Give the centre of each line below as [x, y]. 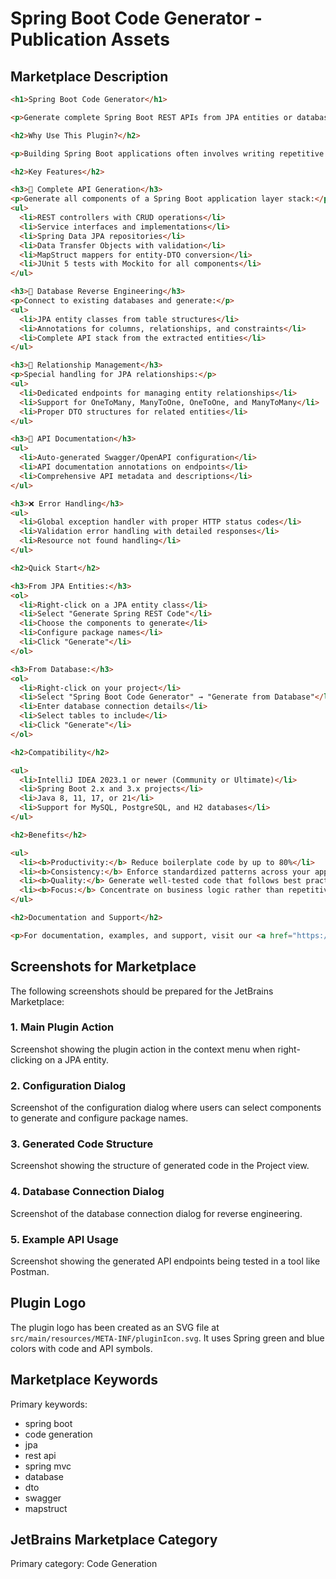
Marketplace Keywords [84, 1380]
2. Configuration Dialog [68, 1085]
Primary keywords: [49, 1404]
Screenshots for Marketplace [103, 967]
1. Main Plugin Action [62, 1027]
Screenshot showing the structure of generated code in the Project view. [160, 1166]
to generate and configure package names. [99, 1118]
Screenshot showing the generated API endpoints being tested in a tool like [165, 1261]
